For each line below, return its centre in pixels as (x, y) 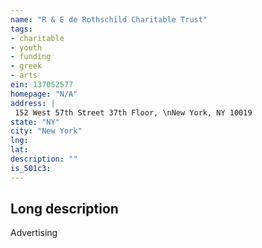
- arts (24, 76)
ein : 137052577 (42, 85)
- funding (31, 57)
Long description (64, 209)
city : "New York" (46, 131)
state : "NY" (35, 122)
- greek (26, 66)
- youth (26, 47)
